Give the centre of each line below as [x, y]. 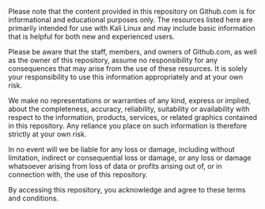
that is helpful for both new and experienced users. [92, 36]
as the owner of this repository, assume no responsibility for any [113, 60]
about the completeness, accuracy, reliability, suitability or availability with [129, 109]
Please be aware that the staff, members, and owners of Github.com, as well [132, 52]
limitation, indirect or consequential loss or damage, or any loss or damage [130, 158]
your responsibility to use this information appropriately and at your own [126, 77]
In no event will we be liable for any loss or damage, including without [121, 149]
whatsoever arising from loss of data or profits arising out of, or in [115, 166]
